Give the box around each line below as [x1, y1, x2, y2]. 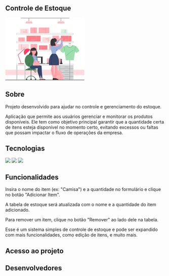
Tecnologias [5, 144, 45, 153]
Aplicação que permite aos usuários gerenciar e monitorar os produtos [5, 113, 153, 120]
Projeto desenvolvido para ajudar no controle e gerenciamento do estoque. [5, 103, 162, 109]
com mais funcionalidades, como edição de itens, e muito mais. [5, 232, 138, 238]
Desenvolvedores [5, 264, 62, 272]
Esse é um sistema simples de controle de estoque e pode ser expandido [5, 226, 158, 232]
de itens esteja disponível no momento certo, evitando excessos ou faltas [5, 124, 158, 130]
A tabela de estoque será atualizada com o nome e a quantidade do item [5, 202, 157, 208]
